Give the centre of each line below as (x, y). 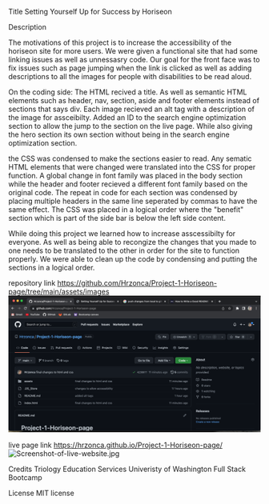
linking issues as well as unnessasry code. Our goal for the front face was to (134, 60)
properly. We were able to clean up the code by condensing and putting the (133, 259)
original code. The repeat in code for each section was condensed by (123, 192)
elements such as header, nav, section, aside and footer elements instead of (134, 100)
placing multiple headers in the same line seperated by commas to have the (133, 201)
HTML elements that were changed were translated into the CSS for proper (132, 167)
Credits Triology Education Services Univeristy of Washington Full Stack (127, 469)
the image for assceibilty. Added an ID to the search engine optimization (127, 118)
